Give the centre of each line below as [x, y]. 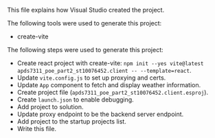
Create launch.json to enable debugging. [75, 100]
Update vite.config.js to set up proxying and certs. [91, 78]
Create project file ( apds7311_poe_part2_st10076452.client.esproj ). [112, 92]
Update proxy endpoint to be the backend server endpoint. [100, 114]
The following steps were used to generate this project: [85, 50]
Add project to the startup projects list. [72, 122]
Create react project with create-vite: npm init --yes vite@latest [110, 63]
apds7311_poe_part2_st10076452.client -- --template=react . [104, 70]
